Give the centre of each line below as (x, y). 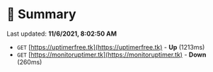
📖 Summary (41, 14)
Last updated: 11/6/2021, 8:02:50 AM (62, 34)
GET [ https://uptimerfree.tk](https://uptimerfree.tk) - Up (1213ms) (111, 47)
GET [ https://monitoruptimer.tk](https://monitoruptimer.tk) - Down (111, 55)
